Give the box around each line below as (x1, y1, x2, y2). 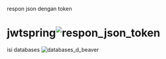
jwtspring (7, 26, 56, 40)
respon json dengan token (7, 5, 72, 12)
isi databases (7, 46, 40, 53)
